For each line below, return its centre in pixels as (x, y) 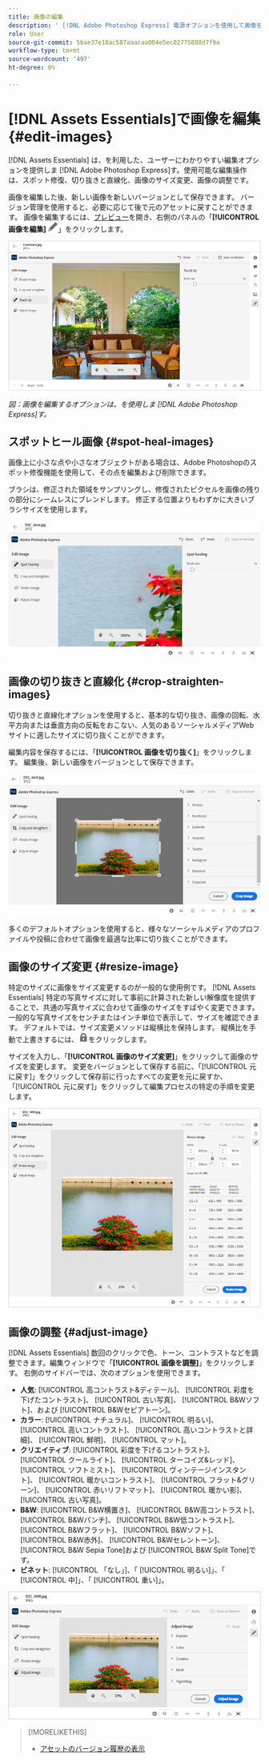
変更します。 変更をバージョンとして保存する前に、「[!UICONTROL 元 (143, 1067)
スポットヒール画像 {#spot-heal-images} (111, 442)
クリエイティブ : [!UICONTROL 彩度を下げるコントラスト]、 (117, 1450)
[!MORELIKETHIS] (57, 1732)
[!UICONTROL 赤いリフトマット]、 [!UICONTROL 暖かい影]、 (146, 1490)
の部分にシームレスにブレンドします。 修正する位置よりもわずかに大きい (128, 500)
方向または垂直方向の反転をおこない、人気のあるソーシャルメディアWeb (134, 725)
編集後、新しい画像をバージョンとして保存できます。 (111, 762)
